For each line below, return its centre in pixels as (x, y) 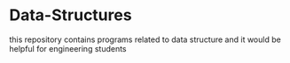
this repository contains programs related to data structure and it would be (145, 39)
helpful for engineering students (68, 48)
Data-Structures (71, 15)
